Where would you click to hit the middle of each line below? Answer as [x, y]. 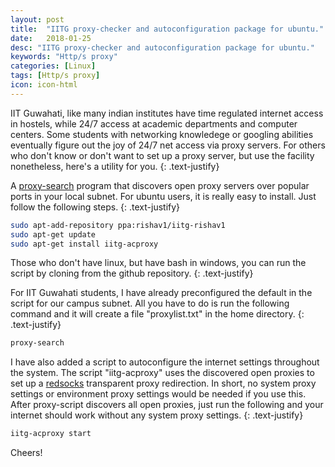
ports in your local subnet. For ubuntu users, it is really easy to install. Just [163, 196]
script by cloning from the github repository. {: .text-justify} [132, 273]
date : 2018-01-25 [51, 38]
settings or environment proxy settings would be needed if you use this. [158, 394]
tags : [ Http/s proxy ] [55, 76]
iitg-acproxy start [51, 434]
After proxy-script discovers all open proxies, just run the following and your [167, 405]
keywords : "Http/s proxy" [64, 57]
